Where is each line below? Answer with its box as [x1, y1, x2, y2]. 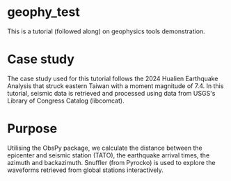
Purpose [7, 121, 58, 137]
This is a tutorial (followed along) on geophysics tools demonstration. [7, 27, 205, 35]
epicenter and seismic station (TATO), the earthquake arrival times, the [7, 150, 210, 160]
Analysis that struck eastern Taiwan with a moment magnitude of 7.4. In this [7, 81, 224, 90]
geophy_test [7, 4, 80, 20]
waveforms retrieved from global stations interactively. [7, 166, 164, 174]
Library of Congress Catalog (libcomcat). [7, 96, 125, 105]
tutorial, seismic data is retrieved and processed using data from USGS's [7, 89, 216, 97]
